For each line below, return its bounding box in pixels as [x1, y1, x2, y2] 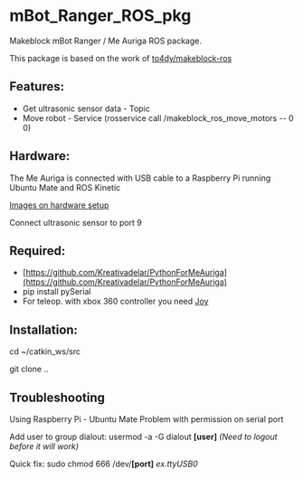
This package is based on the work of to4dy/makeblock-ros [9, 52, 232, 63]
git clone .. [9, 363, 49, 375]
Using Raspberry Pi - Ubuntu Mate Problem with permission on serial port [9, 414, 284, 425]
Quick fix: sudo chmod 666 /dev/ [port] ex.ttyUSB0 [9, 458, 199, 469]
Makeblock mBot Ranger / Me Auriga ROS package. [9, 35, 202, 46]
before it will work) [9, 441, 80, 452]
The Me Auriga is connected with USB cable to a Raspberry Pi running [9, 173, 271, 183]
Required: [9, 243, 66, 258]
